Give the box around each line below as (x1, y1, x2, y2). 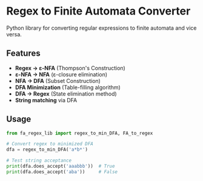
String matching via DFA (15, 96, 78, 104)
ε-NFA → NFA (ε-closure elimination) (15, 71, 108, 78)
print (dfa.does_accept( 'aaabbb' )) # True (6, 163, 115, 169)
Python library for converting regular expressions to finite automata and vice (6, 24, 197, 31)
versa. (6, 30, 22, 38)
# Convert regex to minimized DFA (6, 141, 94, 147)
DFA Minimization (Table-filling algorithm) (15, 84, 121, 91)
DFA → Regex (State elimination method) (15, 90, 117, 97)
